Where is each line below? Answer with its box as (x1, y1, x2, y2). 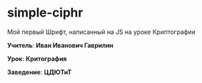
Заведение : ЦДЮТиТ (7, 68, 72, 76)
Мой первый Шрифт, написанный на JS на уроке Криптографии (7, 28, 196, 36)
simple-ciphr (7, 5, 83, 21)
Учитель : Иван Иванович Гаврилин (7, 41, 114, 49)
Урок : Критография (7, 54, 67, 63)
